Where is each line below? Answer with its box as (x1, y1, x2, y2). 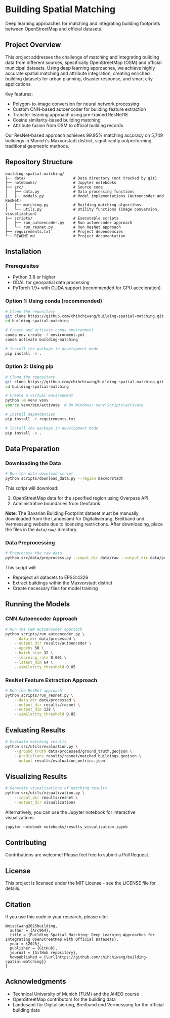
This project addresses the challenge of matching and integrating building (5, 54, 159, 60)
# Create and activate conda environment (5, 328, 94, 333)
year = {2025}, (10, 941, 42, 946)
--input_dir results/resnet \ (14, 795, 78, 800)
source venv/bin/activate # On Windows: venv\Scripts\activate (5, 403, 144, 408)
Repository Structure (5, 158, 73, 166)
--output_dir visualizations (14, 799, 76, 805)
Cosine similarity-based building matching (12, 117, 101, 123)
